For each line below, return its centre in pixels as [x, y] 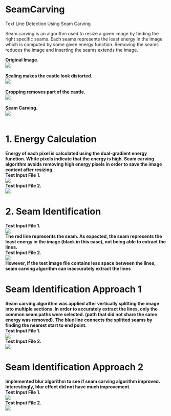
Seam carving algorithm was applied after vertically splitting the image [82, 303]
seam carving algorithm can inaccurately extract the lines [68, 268]
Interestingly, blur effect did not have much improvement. [68, 387]
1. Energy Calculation [51, 139]
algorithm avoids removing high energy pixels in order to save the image [84, 164]
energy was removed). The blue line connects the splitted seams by [79, 320]
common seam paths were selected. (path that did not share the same [81, 314]
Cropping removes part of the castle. [45, 92]
